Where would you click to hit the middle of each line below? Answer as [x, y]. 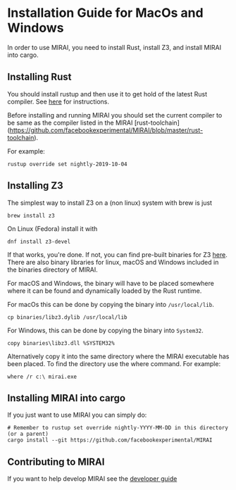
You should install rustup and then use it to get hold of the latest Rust [107, 94]
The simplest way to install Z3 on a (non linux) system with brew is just [110, 203]
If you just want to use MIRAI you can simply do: [77, 415]
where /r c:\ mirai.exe [42, 377]
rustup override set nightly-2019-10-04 [68, 164]
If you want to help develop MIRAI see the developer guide [92, 479]
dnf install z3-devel [39, 241]
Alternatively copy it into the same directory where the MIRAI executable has [118, 356]
